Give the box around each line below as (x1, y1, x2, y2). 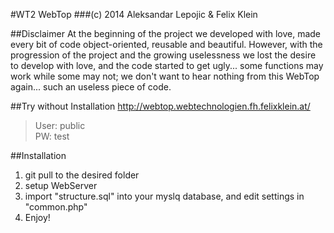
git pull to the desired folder (24, 169, 140, 181)
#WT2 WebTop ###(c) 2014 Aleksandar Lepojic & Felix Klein (10, 9, 258, 20)
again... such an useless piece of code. (10, 81, 172, 93)
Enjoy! (24, 212, 51, 223)
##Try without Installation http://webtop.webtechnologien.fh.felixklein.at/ (10, 100, 311, 112)
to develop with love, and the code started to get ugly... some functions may (10, 60, 324, 71)
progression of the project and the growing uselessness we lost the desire (10, 49, 317, 61)
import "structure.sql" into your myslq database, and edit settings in (24, 190, 305, 202)
